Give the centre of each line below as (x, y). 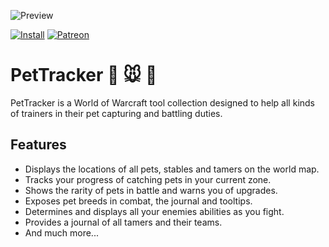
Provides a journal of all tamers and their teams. (123, 222)
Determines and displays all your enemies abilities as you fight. (154, 211)
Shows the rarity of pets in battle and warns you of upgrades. (151, 190)
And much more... (61, 232)
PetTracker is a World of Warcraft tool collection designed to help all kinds (162, 102)
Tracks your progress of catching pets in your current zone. (148, 179)
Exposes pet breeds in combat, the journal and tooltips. (138, 201)
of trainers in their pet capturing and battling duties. (116, 113)
